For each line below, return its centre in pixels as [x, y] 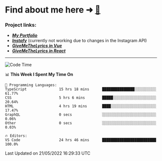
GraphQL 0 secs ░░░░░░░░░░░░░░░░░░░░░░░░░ [81, 115]
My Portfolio [25, 35]
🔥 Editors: [16, 136]
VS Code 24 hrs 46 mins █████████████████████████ [81, 140]
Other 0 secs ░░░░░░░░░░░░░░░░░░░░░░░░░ [81, 123]
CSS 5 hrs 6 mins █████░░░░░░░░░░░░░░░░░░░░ [81, 98]
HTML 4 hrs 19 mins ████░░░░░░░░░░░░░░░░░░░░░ [81, 106]
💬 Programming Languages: [31, 85]
